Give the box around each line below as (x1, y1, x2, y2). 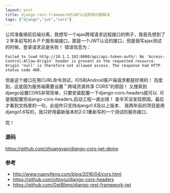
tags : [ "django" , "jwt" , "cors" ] (5, 17, 72, 22)
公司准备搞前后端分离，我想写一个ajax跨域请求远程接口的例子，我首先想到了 (5, 31, 165, 38)
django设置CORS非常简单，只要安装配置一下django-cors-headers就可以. (5, 90, 159, 96)
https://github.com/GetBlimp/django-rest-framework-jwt (12, 181, 131, 188)
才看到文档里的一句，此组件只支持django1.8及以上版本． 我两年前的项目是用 (5, 103, 165, 109)
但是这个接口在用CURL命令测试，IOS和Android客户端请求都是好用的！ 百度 (5, 77, 163, 83)
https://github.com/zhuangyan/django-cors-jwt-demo (5, 145, 119, 151)
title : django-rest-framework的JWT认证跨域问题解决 (5, 12, 110, 17)
